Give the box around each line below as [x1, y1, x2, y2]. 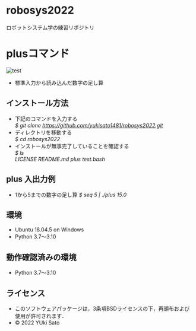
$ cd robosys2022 [14, 135, 61, 142]
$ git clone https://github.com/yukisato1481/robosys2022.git [14, 122, 163, 129]
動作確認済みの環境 [6, 252, 77, 262]
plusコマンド [6, 47, 70, 61]
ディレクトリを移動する [14, 129, 72, 136]
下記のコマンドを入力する [14, 115, 78, 122]
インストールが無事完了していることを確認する [14, 142, 129, 149]
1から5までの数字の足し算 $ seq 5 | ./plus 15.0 [14, 191, 127, 198]
